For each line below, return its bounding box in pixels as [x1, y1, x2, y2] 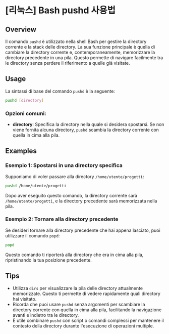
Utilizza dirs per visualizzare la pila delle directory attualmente [12, 285, 143, 291]
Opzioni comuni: [5, 110, 46, 117]
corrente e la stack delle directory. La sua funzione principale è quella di [5, 44, 155, 50]
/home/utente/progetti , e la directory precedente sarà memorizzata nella [5, 198, 157, 204]
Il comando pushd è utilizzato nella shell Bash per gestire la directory [5, 38, 147, 45]
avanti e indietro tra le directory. [12, 312, 79, 318]
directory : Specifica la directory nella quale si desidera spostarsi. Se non [12, 121, 164, 127]
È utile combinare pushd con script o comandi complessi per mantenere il [12, 317, 164, 323]
